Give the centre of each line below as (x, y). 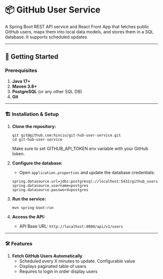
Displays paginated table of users (53, 266)
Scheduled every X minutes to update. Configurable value (77, 261)
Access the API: (28, 216)
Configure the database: (37, 163)
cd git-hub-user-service (37, 139)
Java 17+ (21, 81)
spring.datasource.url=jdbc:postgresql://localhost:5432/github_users (85, 181)
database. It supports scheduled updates (46, 37)
